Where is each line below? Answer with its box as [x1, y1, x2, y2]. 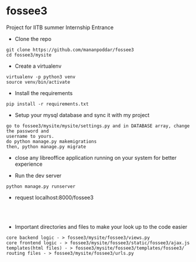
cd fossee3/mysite [6, 52, 52, 58]
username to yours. [6, 133, 55, 139]
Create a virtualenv [14, 62, 62, 70]
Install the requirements [14, 89, 73, 96]
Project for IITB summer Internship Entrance [6, 24, 114, 31]
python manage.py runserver [6, 183, 76, 190]
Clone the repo [14, 35, 52, 42]
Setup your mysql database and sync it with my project [14, 111, 150, 118]
